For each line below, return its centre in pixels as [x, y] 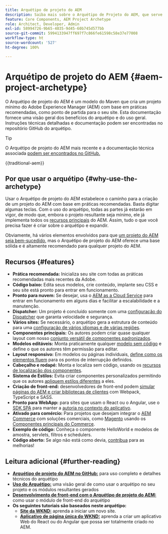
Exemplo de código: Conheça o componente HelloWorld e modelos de [86, 430]
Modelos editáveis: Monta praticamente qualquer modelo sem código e [87, 344]
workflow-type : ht [24, 38]
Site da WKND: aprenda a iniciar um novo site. [68, 511]
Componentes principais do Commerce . [54, 424]
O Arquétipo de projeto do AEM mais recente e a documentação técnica [79, 148]
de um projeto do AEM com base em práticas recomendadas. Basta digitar [82, 204]
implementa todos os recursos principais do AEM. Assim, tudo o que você [81, 220]
